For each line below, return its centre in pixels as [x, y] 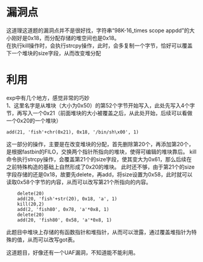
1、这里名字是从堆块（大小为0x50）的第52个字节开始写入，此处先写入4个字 [101, 105]
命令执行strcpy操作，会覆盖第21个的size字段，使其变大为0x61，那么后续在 [99, 159]
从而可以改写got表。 [53, 240]
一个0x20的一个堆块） [34, 120]
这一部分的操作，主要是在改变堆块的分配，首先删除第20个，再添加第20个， [100, 144]
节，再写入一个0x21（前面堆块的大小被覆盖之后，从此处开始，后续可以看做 [99, 113]
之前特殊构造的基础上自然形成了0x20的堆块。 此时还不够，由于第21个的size [101, 167]
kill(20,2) [31, 204]
